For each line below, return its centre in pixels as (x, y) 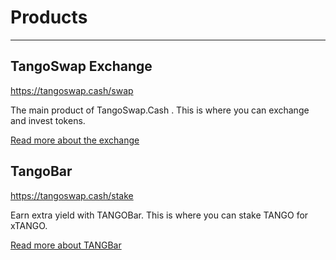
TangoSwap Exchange (81, 66)
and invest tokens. (48, 120)
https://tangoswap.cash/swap (72, 90)
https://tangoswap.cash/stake (72, 195)
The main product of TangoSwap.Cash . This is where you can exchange (160, 110)
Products (49, 17)
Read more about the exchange (75, 140)
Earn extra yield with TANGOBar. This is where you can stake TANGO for (159, 215)
